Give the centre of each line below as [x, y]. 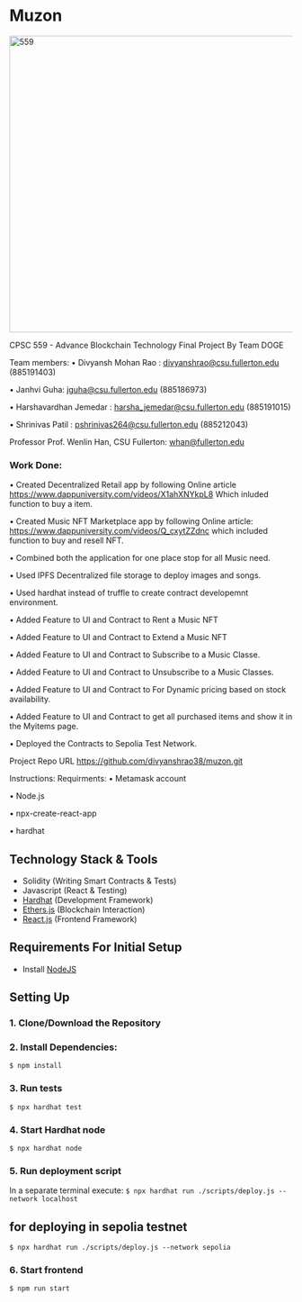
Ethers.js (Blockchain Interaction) [84, 909]
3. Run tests [36, 1089]
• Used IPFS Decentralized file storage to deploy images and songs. [135, 575]
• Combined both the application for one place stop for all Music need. [140, 558]
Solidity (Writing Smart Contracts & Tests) [99, 881]
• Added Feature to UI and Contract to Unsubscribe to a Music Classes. [142, 673]
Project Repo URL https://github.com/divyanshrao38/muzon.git [126, 761]
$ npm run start [40, 1288]
